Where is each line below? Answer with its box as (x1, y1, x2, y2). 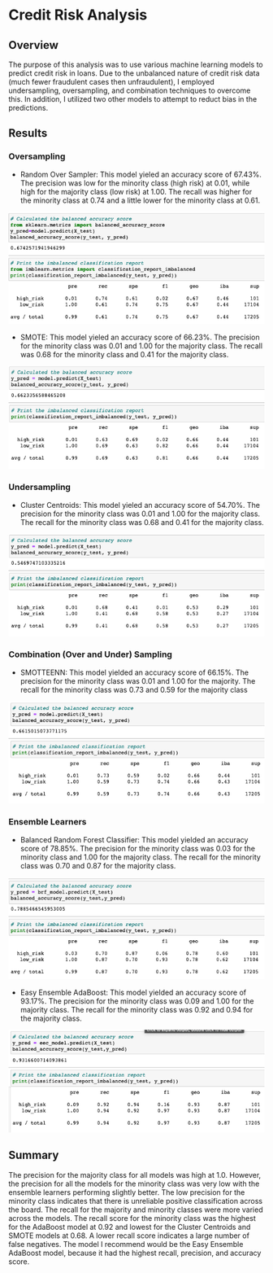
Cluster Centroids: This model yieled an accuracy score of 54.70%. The (19, 500, 260, 510)
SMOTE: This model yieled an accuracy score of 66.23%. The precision (19, 332, 260, 343)
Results (8, 126, 48, 140)
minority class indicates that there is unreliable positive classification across (8, 1196, 262, 1205)
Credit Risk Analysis (8, 6, 148, 24)
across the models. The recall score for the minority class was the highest (8, 1213, 256, 1223)
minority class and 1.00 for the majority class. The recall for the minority (19, 852, 262, 862)
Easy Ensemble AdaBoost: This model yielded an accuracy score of (19, 987, 246, 998)
